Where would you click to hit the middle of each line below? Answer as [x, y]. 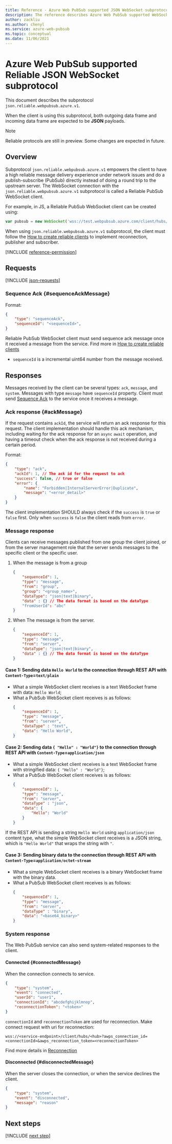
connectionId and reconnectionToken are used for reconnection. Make [79, 1021]
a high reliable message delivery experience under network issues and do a [85, 174]
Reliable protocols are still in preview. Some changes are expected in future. [85, 141]
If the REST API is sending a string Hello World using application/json [80, 832]
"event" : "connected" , [39, 993]
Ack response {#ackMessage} [44, 412]
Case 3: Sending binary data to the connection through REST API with [81, 855]
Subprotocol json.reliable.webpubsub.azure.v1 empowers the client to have [86, 169]
